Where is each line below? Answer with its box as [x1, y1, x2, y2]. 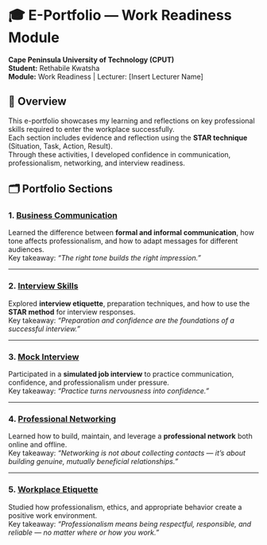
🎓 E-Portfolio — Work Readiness [8, 6, 232, 25]
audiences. [8, 245, 45, 254]
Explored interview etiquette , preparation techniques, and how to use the [8, 299, 250, 308]
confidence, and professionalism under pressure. [8, 378, 169, 388]
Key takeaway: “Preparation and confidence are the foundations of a [8, 315, 234, 325]
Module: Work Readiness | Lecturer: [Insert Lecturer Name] [8, 72, 204, 81]
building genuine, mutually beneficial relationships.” [8, 457, 179, 466]
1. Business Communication [8, 210, 118, 221]
